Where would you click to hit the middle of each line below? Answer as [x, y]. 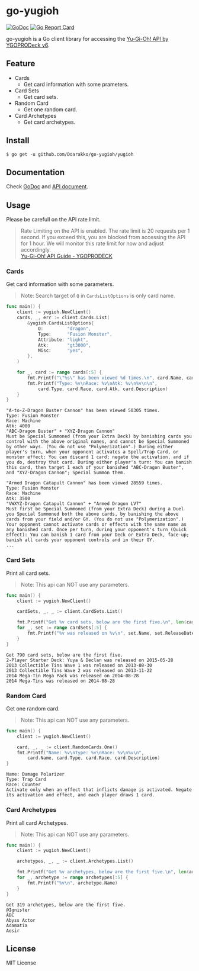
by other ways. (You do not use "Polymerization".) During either [90, 447]
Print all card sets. [28, 573]
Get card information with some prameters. [76, 84]
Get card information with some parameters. [60, 284]
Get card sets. [41, 97]
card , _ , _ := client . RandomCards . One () [67, 747]
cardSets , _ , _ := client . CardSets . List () [70, 612]
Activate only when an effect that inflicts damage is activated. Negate [99, 790]
